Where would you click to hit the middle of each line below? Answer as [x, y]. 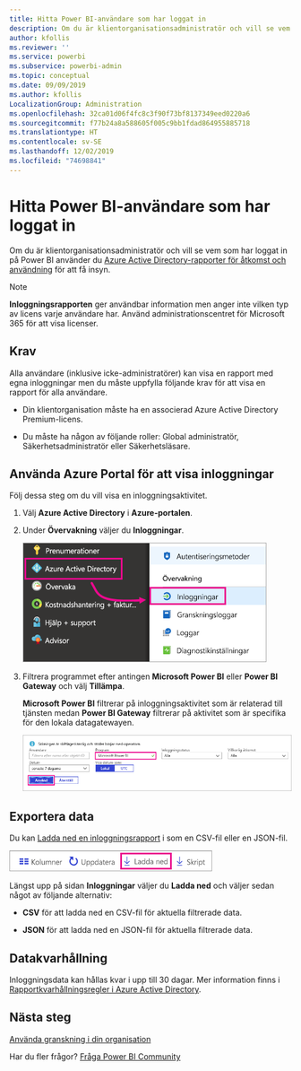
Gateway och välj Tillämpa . [73, 686]
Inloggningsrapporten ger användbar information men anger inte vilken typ [149, 304]
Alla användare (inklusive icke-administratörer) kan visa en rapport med [142, 373]
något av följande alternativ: [61, 895]
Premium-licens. [52, 419]
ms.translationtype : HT [54, 133]
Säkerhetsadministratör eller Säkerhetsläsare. [106, 446]
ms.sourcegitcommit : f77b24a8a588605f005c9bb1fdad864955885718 [130, 123]
